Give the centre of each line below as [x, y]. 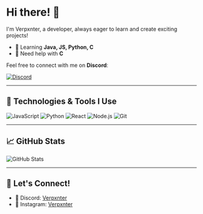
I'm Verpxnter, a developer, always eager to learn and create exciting [92, 29]
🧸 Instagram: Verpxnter [44, 204]
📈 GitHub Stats [36, 141]
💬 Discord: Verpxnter [41, 198]
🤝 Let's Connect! [38, 183]
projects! [17, 35]
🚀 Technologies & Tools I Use [61, 102]
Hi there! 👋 [33, 12]
